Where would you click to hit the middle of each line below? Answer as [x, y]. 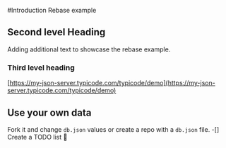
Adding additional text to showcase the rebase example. [89, 49]
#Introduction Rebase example [52, 10]
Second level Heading [56, 32]
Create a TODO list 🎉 [37, 137]
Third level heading [41, 68]
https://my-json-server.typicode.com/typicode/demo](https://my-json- [112, 83]
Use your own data [49, 112]
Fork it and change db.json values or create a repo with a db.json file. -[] [113, 129]
